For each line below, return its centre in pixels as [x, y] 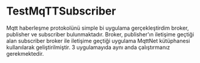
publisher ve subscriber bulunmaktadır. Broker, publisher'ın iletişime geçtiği [100, 34]
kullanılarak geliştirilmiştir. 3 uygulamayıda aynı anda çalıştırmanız [88, 47]
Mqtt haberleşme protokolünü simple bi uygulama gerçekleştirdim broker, [98, 28]
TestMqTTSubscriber [61, 11]
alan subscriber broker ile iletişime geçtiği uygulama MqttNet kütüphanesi [98, 41]
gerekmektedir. [25, 53]
